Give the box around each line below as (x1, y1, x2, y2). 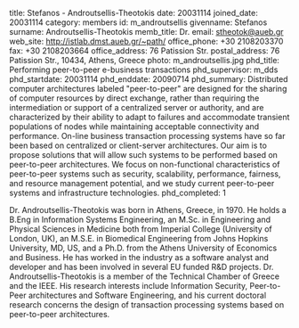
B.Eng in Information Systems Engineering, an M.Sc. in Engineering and (9, 214, 271, 225)
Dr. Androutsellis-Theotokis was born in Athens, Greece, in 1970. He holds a (9, 205, 287, 215)
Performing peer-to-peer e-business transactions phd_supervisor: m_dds (9, 64, 279, 75)
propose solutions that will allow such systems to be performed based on (9, 150, 279, 160)
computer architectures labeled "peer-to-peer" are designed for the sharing (9, 84, 287, 94)
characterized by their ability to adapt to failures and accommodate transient (9, 111, 290, 122)
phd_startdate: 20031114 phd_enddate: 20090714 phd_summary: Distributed (9, 74, 288, 84)
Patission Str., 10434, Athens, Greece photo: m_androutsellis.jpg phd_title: (9, 55, 280, 65)
